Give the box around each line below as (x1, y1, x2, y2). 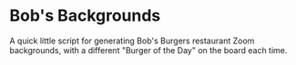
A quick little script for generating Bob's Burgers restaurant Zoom (9, 35, 255, 46)
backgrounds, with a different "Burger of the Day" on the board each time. (9, 44, 288, 55)
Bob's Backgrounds (9, 5, 161, 26)
